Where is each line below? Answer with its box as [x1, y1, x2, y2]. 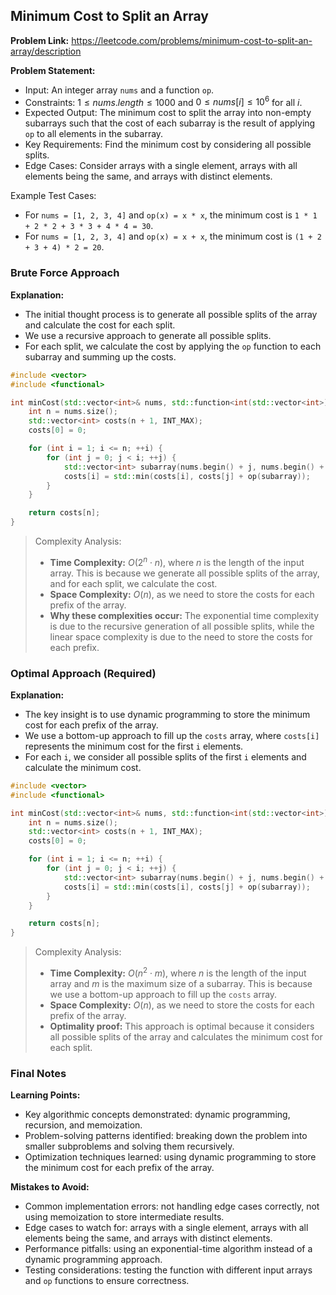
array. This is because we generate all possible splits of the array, [49, 567, 320, 579]
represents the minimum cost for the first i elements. [24, 740, 244, 752]
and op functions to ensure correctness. [24, 1275, 190, 1287]
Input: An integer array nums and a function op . [24, 84, 215, 96]
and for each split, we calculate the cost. [49, 577, 218, 589]
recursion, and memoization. [24, 1119, 143, 1131]
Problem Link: [10, 34, 70, 46]
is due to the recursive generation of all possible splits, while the [49, 620, 315, 632]
